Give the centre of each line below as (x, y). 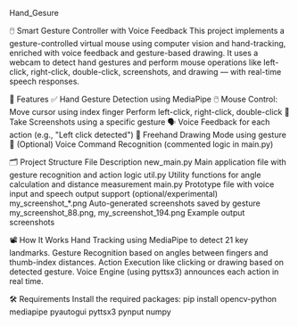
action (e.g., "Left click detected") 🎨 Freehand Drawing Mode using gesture (148, 134)
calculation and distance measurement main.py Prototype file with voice (142, 184)
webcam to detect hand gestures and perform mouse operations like (135, 62)
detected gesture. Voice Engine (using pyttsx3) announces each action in (144, 272)
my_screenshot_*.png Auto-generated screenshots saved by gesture (135, 203)
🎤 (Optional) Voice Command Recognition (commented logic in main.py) (141, 144)
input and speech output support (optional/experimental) (114, 194)
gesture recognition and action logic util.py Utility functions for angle (135, 175)
